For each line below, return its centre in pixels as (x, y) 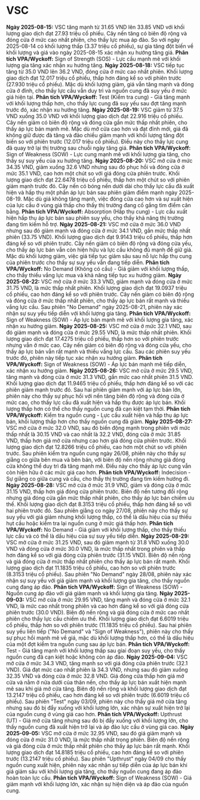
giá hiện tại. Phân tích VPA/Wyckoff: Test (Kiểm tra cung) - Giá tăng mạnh (98, 97)
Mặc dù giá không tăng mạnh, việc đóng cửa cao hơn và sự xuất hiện (108, 199)
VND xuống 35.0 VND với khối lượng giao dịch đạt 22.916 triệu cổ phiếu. (95, 116)
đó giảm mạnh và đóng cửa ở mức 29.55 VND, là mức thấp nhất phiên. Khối (99, 332)
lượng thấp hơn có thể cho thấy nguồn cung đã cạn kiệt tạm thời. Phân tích (99, 408)
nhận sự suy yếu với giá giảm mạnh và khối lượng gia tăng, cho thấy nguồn (98, 580)
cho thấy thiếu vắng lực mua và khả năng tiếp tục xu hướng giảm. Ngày (94, 275)
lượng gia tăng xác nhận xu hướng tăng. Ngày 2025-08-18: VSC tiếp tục (96, 65)
